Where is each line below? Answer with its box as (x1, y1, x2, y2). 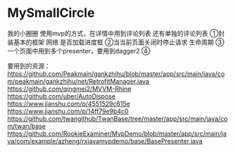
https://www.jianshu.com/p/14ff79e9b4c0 (7, 107, 129, 115)
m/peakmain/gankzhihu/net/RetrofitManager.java (7, 77, 150, 85)
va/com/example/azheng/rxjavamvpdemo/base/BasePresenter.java (7, 137, 203, 145)
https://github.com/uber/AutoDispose (7, 91, 116, 100)
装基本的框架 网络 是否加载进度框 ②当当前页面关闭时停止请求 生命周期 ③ (7, 37, 224, 46)
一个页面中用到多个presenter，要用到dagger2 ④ (7, 46, 151, 55)
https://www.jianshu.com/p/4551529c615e (7, 99, 130, 108)
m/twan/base (7, 122, 46, 130)
